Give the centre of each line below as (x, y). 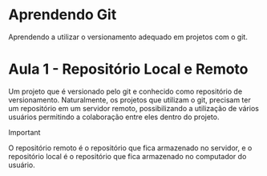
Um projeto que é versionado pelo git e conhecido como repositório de (125, 91)
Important (24, 132)
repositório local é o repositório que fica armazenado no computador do (127, 156)
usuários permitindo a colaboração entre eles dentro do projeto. (114, 117)
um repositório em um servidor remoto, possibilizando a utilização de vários (133, 108)
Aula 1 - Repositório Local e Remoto (128, 69)
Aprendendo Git (63, 15)
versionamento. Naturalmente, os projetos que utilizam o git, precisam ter (129, 100)
